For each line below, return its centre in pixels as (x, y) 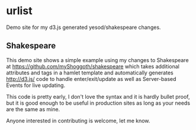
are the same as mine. (33, 109)
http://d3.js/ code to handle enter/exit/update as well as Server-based (91, 79)
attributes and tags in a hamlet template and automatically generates (90, 73)
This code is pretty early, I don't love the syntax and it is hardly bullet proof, (98, 96)
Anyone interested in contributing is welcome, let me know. (78, 121)
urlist (19, 11)
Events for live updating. (36, 85)
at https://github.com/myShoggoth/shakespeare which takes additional (93, 66)
